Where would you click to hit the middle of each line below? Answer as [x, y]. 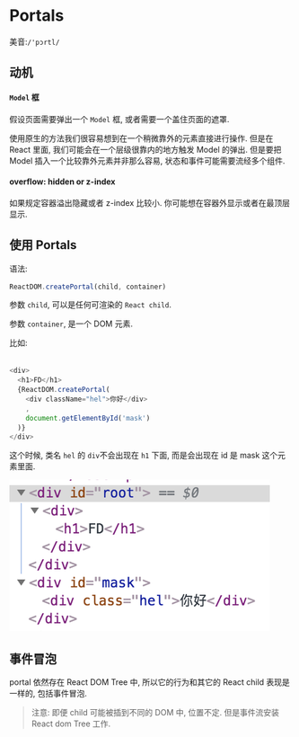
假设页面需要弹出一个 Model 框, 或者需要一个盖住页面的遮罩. [119, 119]
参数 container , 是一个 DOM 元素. [71, 324]
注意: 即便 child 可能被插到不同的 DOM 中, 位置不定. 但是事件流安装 [155, 713]
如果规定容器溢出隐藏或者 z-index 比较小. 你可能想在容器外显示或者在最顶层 [149, 202]
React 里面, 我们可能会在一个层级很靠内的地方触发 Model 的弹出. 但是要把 [145, 149]
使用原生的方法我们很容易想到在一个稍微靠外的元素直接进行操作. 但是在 [141, 138]
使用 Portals [43, 245]
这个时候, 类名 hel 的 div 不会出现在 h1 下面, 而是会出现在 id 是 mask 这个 [144, 456]
